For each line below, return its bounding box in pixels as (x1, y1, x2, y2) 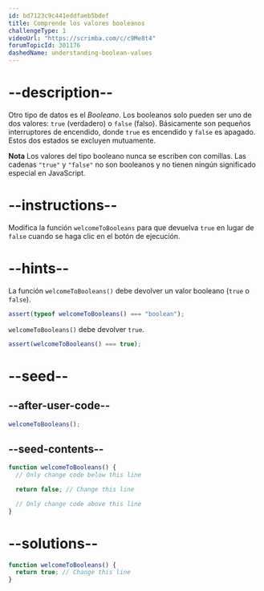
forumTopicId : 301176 (8, 42, 81, 50)
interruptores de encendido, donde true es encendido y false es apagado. (8, 127, 256, 136)
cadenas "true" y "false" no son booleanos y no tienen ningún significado (8, 160, 257, 169)
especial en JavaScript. (8, 168, 86, 177)
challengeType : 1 (8, 26, 67, 34)
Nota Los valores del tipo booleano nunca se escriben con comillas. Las (8, 151, 246, 160)
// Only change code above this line (15, 500, 142, 508)
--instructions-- (8, 196, 118, 215)
